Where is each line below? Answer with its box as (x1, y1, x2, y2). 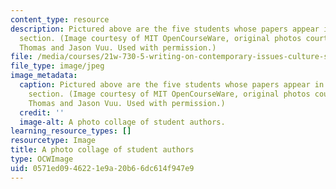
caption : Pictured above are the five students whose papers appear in (19, 80, 325, 90)
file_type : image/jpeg (10, 61, 105, 71)
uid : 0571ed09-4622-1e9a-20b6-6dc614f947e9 (10, 163, 195, 173)
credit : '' (19, 107, 65, 118)
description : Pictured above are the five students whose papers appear (10, 24, 320, 34)
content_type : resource (10, 14, 110, 25)
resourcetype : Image (10, 136, 97, 146)
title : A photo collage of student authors (10, 145, 195, 155)
